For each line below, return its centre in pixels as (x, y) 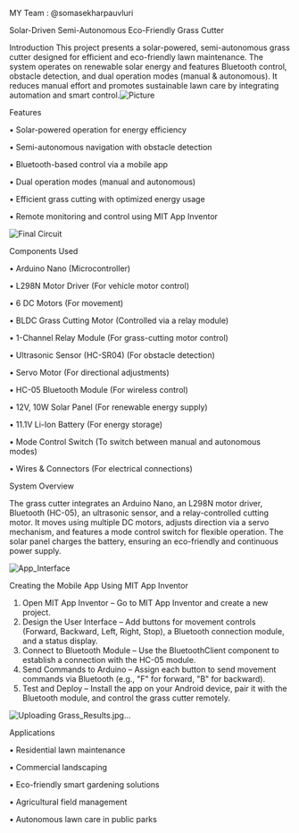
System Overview (42, 486)
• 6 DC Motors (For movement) (66, 303)
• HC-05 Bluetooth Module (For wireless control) (99, 390)
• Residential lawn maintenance (67, 750)
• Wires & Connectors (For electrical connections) (101, 468)
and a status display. (60, 641)
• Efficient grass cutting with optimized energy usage (107, 199)
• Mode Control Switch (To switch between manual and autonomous (135, 442)
